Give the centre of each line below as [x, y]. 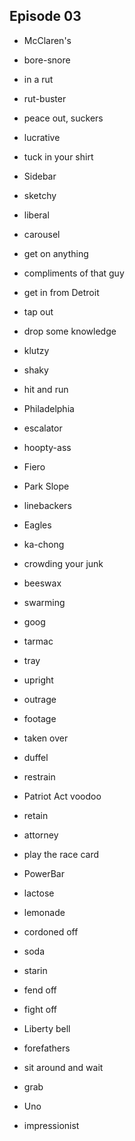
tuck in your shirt [58, 156]
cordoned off [51, 931]
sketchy [40, 195]
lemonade [44, 912]
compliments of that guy [74, 273]
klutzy [36, 350]
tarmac [38, 641]
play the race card [61, 854]
